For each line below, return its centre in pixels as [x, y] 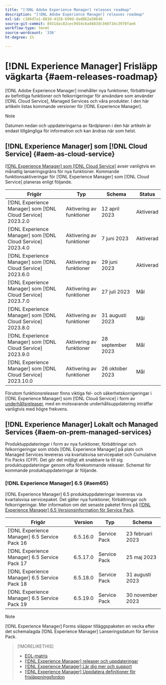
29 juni [109, 262]
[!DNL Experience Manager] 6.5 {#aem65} [57, 483]
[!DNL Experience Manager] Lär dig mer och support [78, 666]
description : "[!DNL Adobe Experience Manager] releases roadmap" [75, 14]
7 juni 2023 [115, 238]
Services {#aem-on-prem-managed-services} [79, 432]
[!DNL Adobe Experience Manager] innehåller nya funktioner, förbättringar [81, 90]
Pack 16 [17, 543]
